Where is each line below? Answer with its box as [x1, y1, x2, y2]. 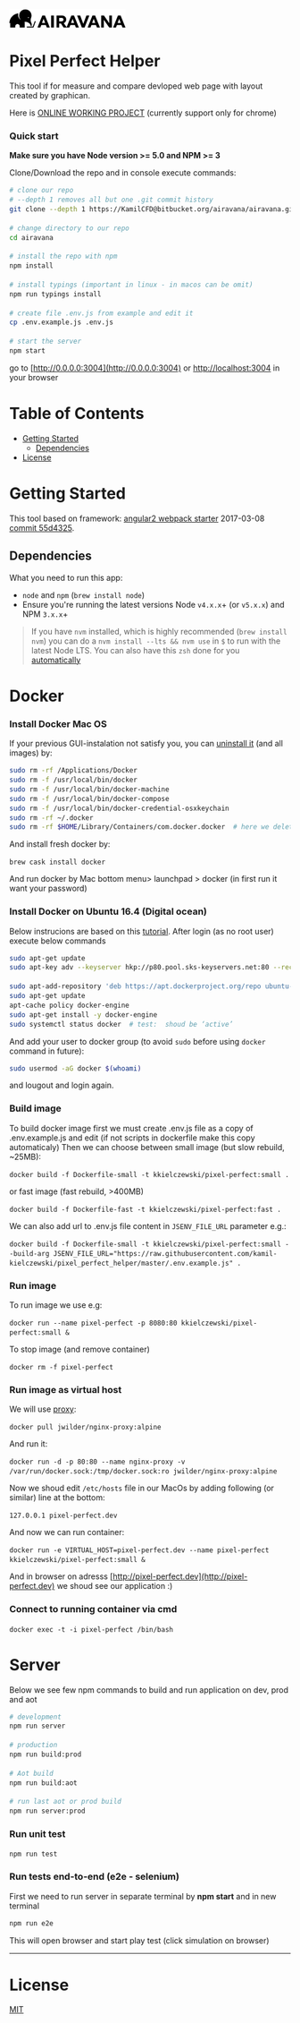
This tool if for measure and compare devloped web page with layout [9, 81, 263, 91]
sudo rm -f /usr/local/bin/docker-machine [9, 784, 170, 794]
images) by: [9, 747, 53, 758]
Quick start [9, 130, 60, 142]
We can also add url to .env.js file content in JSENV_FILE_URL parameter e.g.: [9, 1220, 287, 1231]
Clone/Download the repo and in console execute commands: [9, 167, 237, 178]
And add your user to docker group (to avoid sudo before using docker [9, 1036, 266, 1046]
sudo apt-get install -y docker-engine [9, 1010, 158, 1020]
